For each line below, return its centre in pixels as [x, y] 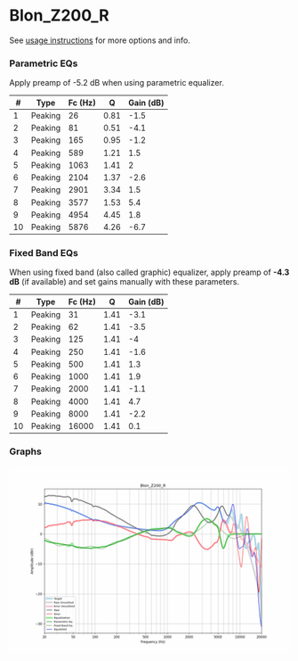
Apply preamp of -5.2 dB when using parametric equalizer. [117, 83]
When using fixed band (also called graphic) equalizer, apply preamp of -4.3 [149, 272]
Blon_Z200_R [59, 16]
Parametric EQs [44, 63]
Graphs [25, 451]
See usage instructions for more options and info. [100, 40]
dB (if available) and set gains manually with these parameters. [125, 282]
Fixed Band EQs [44, 252]
